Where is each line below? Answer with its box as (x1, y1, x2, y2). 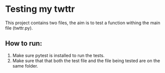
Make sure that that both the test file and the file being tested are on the (12, 58, 161, 64)
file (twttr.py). (5, 25, 33, 31)
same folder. (12, 63, 38, 69)
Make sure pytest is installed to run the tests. (12, 52, 105, 58)
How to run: (5, 39, 42, 48)
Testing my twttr (5, 3, 75, 15)
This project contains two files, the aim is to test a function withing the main (5, 20, 161, 26)
